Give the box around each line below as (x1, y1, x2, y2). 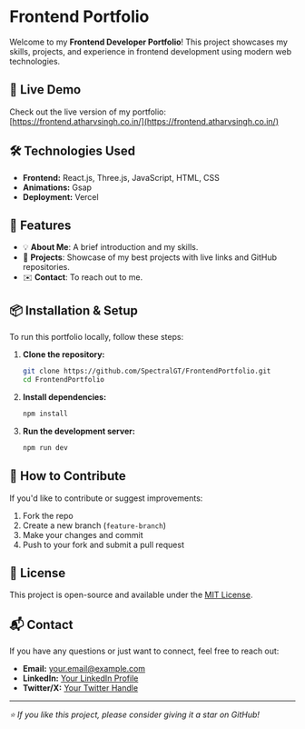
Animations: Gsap (22, 182, 93, 193)
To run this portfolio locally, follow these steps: (9, 332, 184, 343)
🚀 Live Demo (9, 82, 82, 97)
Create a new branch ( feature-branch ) (22, 520, 166, 531)
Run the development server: (22, 425, 136, 436)
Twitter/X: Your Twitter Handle (22, 683, 139, 694)
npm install (22, 409, 68, 418)
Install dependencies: (22, 391, 107, 402)
